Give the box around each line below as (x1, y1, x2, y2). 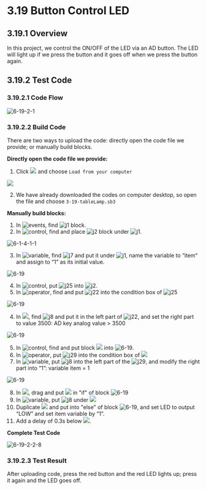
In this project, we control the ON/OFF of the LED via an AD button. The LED (7, 44, 199, 52)
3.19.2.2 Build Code (7, 123, 66, 131)
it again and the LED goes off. (7, 477, 82, 484)
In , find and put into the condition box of (15, 288, 162, 296)
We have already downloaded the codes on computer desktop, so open (15, 191, 197, 198)
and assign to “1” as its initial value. (15, 258, 105, 266)
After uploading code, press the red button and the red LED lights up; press (7, 470, 197, 478)
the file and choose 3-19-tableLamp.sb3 (15, 197, 116, 205)
